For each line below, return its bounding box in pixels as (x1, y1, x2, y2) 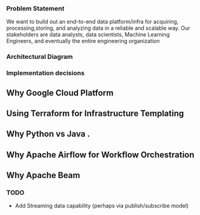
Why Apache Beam (6, 170, 81, 180)
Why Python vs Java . (6, 129, 90, 139)
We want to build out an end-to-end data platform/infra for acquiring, (6, 18, 179, 26)
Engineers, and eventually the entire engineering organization (6, 38, 160, 45)
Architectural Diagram (6, 53, 73, 61)
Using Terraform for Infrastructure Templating (6, 108, 184, 118)
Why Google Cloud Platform (6, 87, 114, 98)
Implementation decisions (6, 69, 85, 77)
